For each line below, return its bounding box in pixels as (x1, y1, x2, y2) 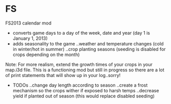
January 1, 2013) (12, 35, 48, 41)
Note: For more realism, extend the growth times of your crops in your (5, 61, 153, 67)
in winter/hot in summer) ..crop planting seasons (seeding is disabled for (12, 46, 166, 52)
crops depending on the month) (12, 51, 80, 58)
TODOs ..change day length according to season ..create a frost (12, 82, 148, 88)
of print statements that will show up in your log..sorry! (5, 72, 121, 78)
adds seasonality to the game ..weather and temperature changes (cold (12, 40, 164, 46)
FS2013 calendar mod (5, 20, 52, 26)
